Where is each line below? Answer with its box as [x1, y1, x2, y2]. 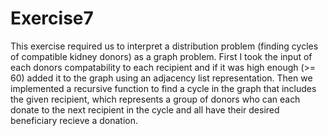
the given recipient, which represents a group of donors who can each [10, 93, 301, 105]
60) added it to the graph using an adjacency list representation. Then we [10, 72, 313, 84]
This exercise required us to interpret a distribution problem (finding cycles [10, 40, 319, 52]
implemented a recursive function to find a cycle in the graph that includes [10, 82, 317, 94]
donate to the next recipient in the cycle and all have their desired [10, 103, 280, 116]
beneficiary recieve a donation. [10, 114, 139, 126]
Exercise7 [10, 7, 94, 30]
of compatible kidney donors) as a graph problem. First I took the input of [10, 50, 313, 62]
